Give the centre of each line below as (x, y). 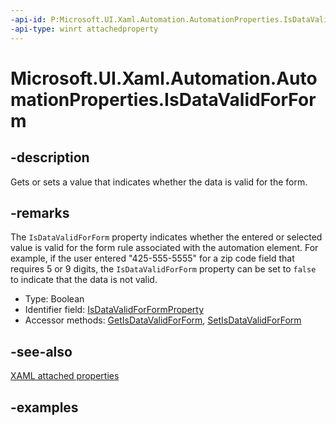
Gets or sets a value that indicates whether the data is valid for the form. (159, 182)
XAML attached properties (65, 376)
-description (50, 157)
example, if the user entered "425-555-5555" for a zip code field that (152, 258)
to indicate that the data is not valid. (84, 280)
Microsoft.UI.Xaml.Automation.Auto (164, 78)
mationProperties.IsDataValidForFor (163, 99)
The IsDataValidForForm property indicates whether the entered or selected (166, 237)
